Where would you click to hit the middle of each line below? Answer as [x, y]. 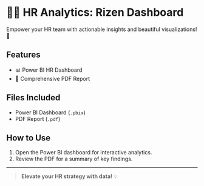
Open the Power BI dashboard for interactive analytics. [83, 153]
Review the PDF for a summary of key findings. [74, 159]
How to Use [29, 138]
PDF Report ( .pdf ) [38, 119]
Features [23, 55]
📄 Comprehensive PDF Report [53, 78]
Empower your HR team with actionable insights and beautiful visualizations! [102, 29]
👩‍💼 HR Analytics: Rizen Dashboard [95, 12]
